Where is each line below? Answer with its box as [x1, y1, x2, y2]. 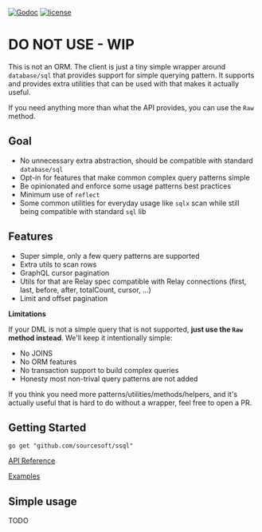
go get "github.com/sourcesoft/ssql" [8, 442, 134, 451]
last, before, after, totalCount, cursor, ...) [19, 284, 151, 295]
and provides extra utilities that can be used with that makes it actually [8, 78, 240, 88]
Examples [8, 471, 41, 481]
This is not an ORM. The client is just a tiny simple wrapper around [8, 62, 226, 71]
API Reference [8, 456, 56, 466]
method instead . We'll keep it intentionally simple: [8, 332, 173, 343]
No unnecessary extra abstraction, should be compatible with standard [19, 156, 253, 165]
